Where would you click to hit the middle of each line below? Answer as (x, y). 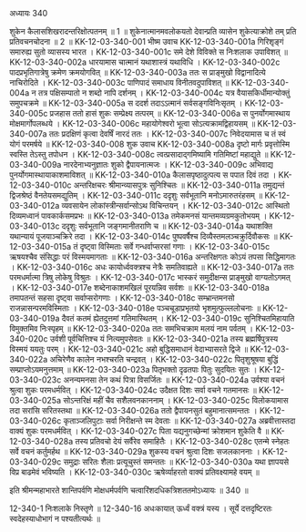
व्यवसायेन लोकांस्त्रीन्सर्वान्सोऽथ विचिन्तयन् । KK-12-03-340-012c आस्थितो (175, 205)
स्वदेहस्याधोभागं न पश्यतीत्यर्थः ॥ (55, 519)
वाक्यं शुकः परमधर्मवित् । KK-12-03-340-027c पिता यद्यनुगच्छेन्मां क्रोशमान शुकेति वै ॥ (139, 431)
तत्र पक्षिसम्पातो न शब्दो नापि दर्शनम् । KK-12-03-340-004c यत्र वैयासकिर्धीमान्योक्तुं (164, 93)
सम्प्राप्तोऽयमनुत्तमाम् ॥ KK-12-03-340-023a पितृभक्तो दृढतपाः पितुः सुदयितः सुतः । (133, 369)
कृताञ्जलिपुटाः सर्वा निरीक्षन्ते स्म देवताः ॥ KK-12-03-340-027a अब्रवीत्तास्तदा (179, 421)
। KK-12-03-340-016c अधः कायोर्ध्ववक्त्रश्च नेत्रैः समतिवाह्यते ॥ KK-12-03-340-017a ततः (152, 267)
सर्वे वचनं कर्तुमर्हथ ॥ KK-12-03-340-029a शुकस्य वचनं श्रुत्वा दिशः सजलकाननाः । (135, 451)
